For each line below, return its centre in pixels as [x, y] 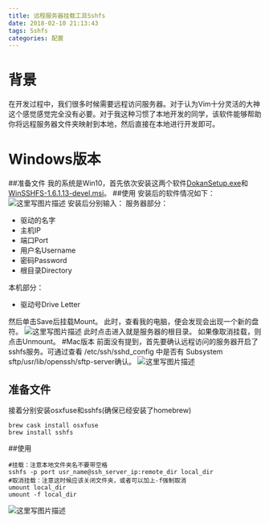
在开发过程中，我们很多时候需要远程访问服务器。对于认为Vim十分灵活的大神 [134, 104]
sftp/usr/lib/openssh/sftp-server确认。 [72, 362]
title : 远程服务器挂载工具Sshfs [57, 16]
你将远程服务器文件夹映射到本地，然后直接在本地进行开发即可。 [114, 124]
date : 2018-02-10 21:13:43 [53, 23]
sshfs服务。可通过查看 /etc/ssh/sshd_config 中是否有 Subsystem [116, 352]
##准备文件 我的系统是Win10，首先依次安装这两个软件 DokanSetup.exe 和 [128, 183]
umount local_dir [37, 487]
